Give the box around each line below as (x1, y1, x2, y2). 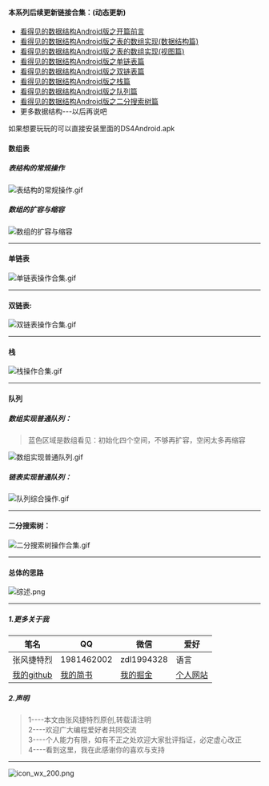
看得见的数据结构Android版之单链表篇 (19, 57, 145, 66)
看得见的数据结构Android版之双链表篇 (19, 66, 145, 76)
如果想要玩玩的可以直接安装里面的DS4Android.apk (8, 124, 175, 134)
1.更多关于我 (8, 614, 50, 624)
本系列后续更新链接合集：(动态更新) (8, 7, 126, 17)
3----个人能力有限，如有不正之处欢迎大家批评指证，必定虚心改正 (27, 735, 243, 744)
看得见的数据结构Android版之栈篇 (19, 77, 130, 86)
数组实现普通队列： (8, 413, 72, 423)
